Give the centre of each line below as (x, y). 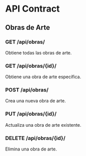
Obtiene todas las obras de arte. (38, 53)
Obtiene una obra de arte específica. (43, 77)
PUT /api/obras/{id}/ (31, 114)
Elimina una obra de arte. (31, 149)
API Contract (33, 9)
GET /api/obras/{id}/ (31, 66)
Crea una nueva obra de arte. (36, 101)
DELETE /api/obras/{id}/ (35, 138)
